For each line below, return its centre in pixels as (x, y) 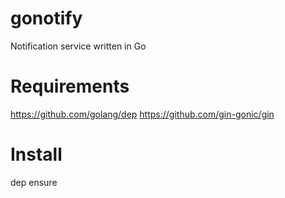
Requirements (70, 86)
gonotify (46, 18)
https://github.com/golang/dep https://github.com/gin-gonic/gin (142, 114)
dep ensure (34, 182)
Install (36, 154)
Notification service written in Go (78, 46)
